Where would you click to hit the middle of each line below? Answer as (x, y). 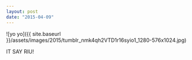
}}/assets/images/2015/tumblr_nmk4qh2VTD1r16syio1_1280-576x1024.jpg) (96, 40)
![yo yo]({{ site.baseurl (33, 34)
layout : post (22, 11)
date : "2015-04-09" (30, 17)
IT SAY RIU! (20, 51)
